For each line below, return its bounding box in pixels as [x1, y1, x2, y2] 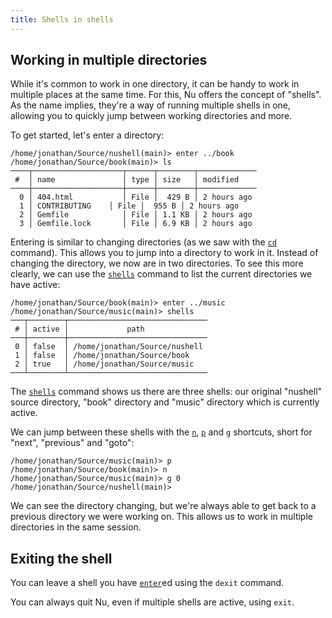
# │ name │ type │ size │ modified [14, 175, 240, 185]
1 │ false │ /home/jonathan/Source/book [14, 351, 190, 361]
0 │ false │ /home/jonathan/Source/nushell [14, 342, 203, 352]
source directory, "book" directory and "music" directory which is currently [10, 396, 320, 408]
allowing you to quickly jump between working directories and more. [10, 110, 293, 122]
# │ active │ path [14, 324, 145, 335]
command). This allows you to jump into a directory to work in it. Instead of [10, 247, 319, 259]
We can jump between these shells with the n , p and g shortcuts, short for [10, 426, 313, 438]
